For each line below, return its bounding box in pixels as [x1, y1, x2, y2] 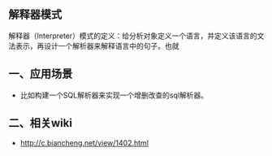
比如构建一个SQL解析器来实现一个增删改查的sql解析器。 [19, 90, 209, 100]
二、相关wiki [8, 116, 73, 130]
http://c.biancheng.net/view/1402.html [19, 138, 149, 148]
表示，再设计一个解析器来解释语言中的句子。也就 [15, 41, 179, 50]
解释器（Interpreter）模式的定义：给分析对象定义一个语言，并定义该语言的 [8, 31, 257, 41]
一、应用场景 [8, 67, 73, 81]
